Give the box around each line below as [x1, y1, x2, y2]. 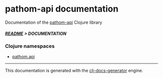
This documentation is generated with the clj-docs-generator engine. [5, 68, 144, 74]
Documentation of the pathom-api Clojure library [5, 19, 102, 25]
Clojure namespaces [5, 43, 55, 49]
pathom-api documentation [5, 3, 119, 15]
